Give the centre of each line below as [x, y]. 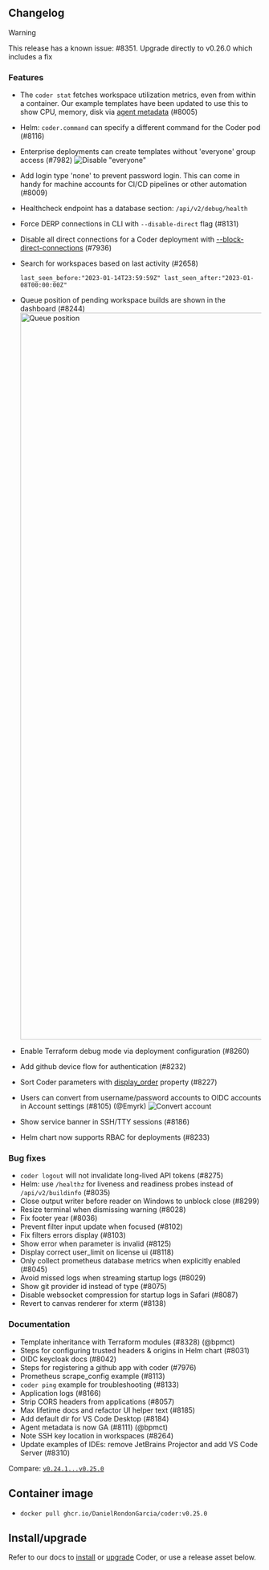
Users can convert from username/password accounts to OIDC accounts [141, 1098]
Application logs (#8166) [61, 1393]
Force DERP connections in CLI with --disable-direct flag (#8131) [129, 224]
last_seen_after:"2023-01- [209, 279]
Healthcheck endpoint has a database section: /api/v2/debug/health [134, 209]
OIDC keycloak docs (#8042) [68, 1359]
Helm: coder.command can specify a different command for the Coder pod [140, 128]
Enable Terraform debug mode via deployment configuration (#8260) [134, 1051]
